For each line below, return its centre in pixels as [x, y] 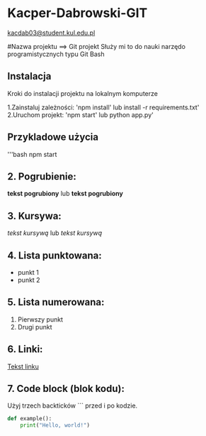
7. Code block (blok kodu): [66, 389]
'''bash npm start [32, 154]
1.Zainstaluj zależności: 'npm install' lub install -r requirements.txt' [103, 107]
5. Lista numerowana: [56, 302]
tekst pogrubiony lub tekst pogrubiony [65, 194]
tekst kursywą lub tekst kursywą [55, 233]
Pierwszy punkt [40, 319]
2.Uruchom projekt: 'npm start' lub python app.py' [80, 114]
